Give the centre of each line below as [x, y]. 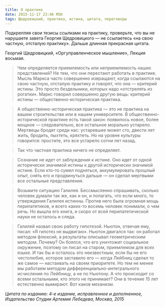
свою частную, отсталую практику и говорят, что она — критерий [87, 84]
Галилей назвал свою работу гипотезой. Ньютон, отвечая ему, [84, 226]
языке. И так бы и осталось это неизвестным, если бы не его [82, 253]
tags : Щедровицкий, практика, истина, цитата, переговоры [66, 19]
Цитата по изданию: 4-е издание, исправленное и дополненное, [74, 294]
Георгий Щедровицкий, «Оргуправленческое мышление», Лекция [75, 53]
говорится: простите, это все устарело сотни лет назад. [77, 141]
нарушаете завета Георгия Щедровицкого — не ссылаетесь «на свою [79, 38]
